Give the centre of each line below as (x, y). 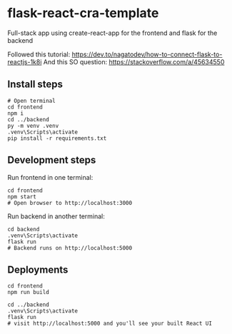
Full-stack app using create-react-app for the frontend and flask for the (112, 33)
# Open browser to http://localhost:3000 (70, 203)
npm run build (29, 293)
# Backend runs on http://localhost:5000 (70, 248)
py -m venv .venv (33, 126)
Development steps (52, 160)
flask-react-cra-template (83, 13)
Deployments (38, 269)
